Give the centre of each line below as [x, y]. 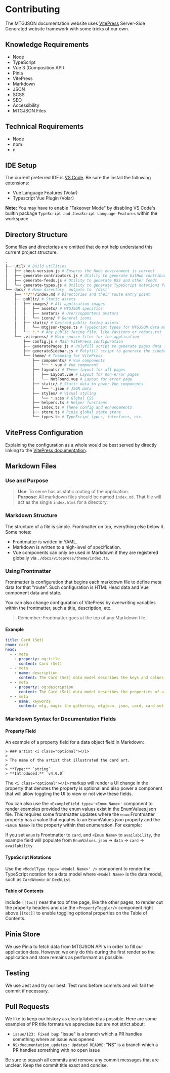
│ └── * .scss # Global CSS [63, 398]
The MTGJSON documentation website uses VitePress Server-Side [75, 23]
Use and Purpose [27, 481]
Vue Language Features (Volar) [45, 193]
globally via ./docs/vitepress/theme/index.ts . [61, 558]
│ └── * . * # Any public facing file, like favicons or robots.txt [88, 332]
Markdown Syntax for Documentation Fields [61, 719]
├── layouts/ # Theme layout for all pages [79, 370]
